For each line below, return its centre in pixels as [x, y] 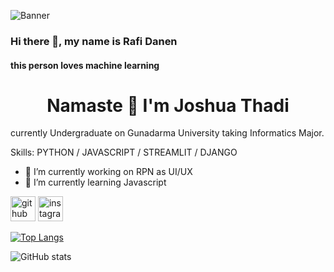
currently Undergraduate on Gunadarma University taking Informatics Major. [167, 133]
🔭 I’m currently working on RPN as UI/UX [108, 172]
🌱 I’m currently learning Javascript [95, 182]
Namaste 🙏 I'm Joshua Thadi [168, 105]
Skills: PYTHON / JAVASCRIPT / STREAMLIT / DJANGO [124, 152]
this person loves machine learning [85, 65]
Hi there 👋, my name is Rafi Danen [94, 41]
